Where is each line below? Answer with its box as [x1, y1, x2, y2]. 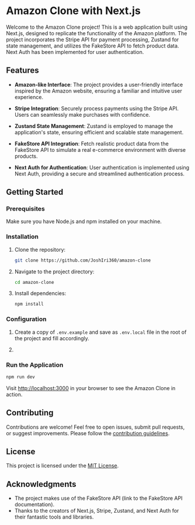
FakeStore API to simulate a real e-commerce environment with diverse [14, 146, 186, 153]
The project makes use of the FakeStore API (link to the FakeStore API [14, 494, 183, 502]
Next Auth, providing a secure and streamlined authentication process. [14, 170, 185, 177]
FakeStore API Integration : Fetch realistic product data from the [14, 140, 169, 147]
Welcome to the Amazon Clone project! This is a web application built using [6, 23, 188, 31]
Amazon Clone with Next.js [6, 4, 141, 18]
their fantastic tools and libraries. [14, 513, 94, 520]
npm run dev [6, 374, 35, 380]
